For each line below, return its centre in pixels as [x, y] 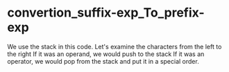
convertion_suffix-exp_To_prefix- [106, 13]
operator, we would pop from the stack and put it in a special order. [103, 61]
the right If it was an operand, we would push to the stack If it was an [106, 54]
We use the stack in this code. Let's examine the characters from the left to [114, 46]
